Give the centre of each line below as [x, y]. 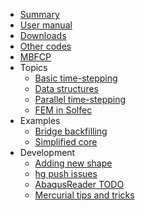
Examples [40, 120]
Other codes [45, 46]
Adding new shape [73, 163]
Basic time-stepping [76, 78]
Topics [33, 67]
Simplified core [66, 142]
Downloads [43, 35]
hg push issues [66, 173]
